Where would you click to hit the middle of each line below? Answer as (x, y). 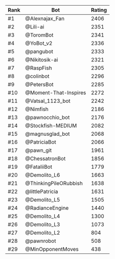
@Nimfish (37, 109)
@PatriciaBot (41, 142)
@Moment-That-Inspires (55, 92)
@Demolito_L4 (43, 216)
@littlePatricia (42, 191)
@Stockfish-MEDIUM (51, 125)
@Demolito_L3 (43, 224)
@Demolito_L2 (43, 233)
